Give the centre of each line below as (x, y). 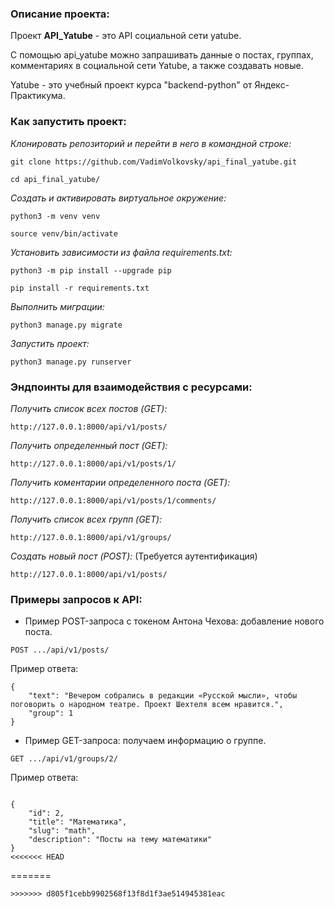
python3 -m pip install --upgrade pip (91, 270)
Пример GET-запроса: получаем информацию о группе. (145, 741)
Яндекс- (272, 85)
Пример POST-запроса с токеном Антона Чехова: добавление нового (174, 621)
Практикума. (38, 96)
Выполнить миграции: (57, 306)
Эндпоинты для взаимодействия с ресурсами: (131, 387)
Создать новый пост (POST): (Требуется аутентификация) (134, 556)
